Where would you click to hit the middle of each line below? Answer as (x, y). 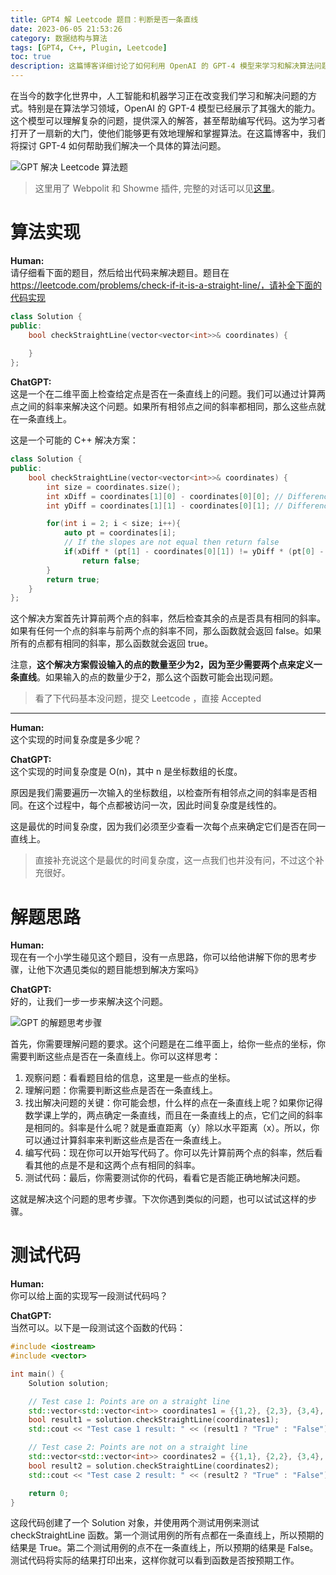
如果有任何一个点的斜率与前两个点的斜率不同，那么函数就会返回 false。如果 (166, 631)
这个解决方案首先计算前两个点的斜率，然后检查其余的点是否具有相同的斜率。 (168, 618)
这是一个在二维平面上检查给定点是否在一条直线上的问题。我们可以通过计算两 (168, 394)
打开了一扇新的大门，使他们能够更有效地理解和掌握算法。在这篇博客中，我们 (168, 133)
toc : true (31, 57)
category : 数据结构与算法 (59, 38)
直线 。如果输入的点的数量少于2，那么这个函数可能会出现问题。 (148, 677)
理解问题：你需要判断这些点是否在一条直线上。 (121, 1090)
